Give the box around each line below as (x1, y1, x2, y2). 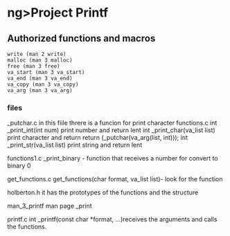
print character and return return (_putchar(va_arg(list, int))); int (7, 134, 188, 142)
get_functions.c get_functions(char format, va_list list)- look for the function (7, 175, 223, 183)
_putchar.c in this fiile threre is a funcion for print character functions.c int (7, 119, 218, 127)
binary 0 (7, 161, 31, 170)
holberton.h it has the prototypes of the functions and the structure (7, 188, 199, 197)
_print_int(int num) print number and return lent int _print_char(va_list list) (7, 126, 216, 134)
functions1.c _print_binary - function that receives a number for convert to (7, 154, 218, 163)
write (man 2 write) (7, 51, 67, 57)
